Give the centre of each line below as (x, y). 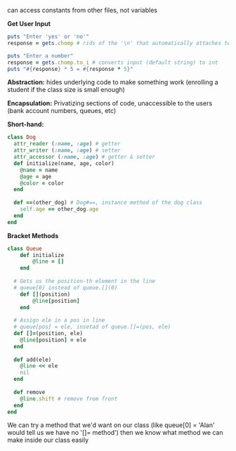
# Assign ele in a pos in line (59, 320)
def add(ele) (33, 360)
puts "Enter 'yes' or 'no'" (48, 37)
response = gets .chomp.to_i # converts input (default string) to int (113, 63)
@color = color (42, 183)
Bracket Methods (33, 235)
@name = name (39, 170)
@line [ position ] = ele (53, 340)
